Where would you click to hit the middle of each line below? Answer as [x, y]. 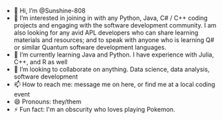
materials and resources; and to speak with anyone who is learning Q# [114, 40]
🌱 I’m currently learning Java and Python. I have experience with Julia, [114, 54]
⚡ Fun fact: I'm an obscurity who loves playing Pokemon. [94, 109]
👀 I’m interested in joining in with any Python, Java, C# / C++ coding [111, 18]
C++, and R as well [40, 62]
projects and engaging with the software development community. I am [115, 25]
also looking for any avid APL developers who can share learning [106, 32]
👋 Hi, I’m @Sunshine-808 [50, 11]
